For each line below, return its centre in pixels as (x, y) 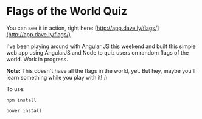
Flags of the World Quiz (67, 11)
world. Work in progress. (37, 59)
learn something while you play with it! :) (57, 77)
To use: (16, 89)
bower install (24, 110)
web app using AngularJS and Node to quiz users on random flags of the (98, 52)
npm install (21, 100)
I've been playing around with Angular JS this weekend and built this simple (101, 46)
